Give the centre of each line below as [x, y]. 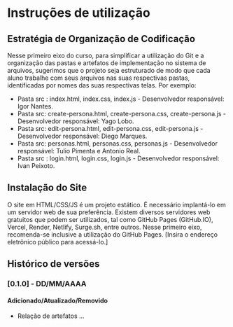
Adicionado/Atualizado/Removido [58, 300]
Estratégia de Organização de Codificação [101, 39]
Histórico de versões [54, 264]
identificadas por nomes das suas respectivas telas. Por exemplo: [102, 85]
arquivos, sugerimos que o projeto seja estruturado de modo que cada [109, 70]
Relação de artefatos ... [51, 316]
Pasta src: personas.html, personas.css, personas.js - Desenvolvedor [118, 144]
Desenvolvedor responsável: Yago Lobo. [76, 121]
